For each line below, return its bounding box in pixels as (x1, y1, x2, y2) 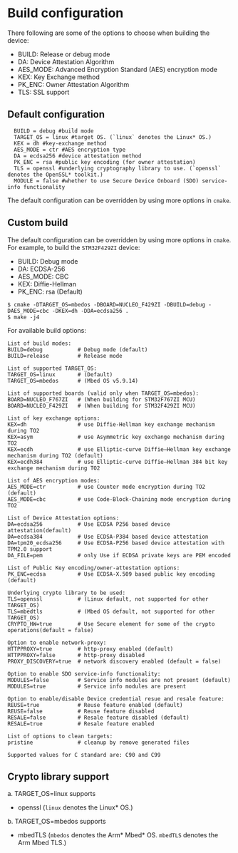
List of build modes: (7, 340, 72, 347)
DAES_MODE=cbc (7, 307, 50, 314)
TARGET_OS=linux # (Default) (7, 371, 113, 378)
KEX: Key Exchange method (17, 73, 100, 81)
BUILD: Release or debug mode (17, 50, 110, 58)
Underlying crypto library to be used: (7, 589, 126, 596)
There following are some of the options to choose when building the (7, 29, 210, 37)
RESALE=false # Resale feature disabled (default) (7, 714, 190, 721)
